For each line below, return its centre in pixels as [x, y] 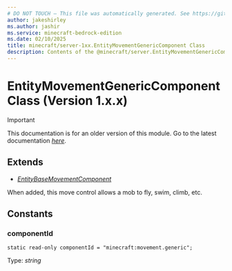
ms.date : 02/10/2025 [37, 39]
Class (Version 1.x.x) [67, 101]
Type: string [24, 261]
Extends [25, 162]
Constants [30, 214]
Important [21, 120]
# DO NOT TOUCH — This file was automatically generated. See [98, 13]
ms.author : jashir [33, 26]
